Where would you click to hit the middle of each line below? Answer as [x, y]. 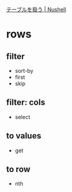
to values [24, 136]
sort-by [24, 71]
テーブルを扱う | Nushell [36, 9]
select [22, 117]
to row [18, 169]
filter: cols [26, 103]
